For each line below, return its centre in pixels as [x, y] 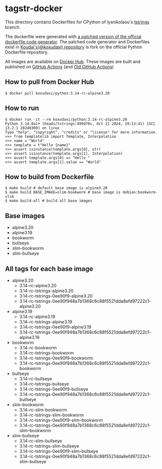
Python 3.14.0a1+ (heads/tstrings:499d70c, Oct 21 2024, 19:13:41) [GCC [80, 124]
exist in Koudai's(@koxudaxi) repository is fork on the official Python [74, 47]
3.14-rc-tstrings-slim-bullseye [49, 446]
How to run [22, 108]
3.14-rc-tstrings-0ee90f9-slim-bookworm [61, 420]
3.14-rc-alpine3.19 [37, 317]
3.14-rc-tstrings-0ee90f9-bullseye [54, 389]
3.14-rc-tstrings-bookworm [46, 353]
